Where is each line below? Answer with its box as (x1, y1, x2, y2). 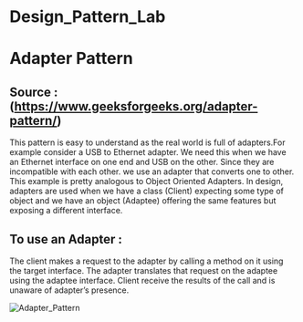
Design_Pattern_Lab (9, 6, 166, 27)
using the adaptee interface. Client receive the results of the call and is (9, 275, 276, 286)
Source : (9, 84, 58, 99)
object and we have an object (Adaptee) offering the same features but (9, 195, 277, 206)
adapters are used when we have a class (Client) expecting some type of (9, 185, 285, 197)
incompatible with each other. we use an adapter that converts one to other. (9, 166, 295, 177)
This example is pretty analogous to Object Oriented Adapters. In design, (9, 176, 284, 187)
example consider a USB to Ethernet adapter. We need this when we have (9, 147, 287, 158)
